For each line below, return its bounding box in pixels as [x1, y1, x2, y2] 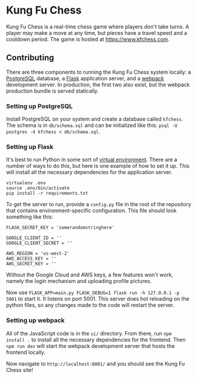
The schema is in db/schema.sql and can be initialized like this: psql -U [6, 122, 178, 129]
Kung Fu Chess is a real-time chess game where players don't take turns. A [6, 23, 189, 30]
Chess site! [6, 366, 34, 373]
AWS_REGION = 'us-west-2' [6, 250, 70, 257]
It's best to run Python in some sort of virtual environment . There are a [6, 156, 178, 163]
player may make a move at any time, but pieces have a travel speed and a [6, 29, 188, 36]
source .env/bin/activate [6, 185, 70, 191]
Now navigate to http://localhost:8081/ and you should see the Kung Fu [6, 360, 185, 367]
